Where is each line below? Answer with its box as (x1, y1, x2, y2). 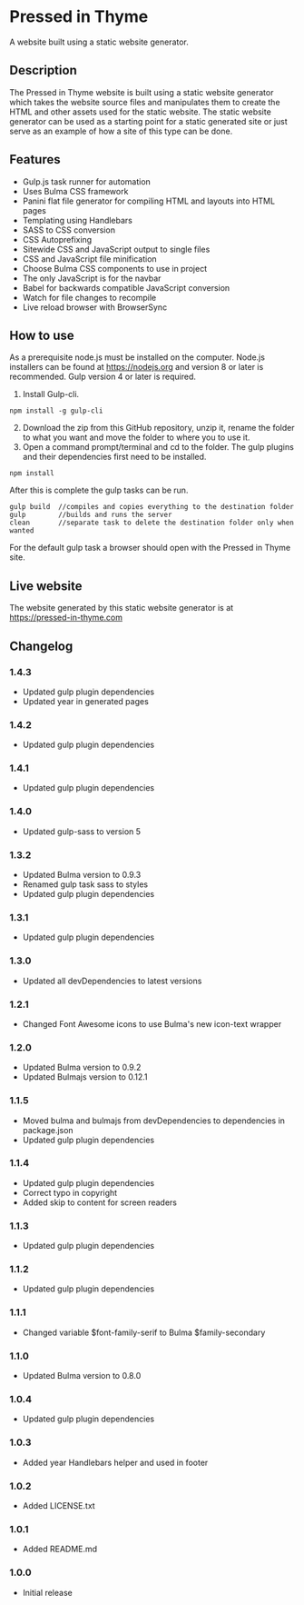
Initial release (22, 1587, 73, 1598)
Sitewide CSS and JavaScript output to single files (22, 244, 211, 254)
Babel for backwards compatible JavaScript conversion (22, 282, 230, 293)
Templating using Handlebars (22, 214, 133, 225)
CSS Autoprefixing (22, 234, 93, 244)
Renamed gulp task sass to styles (22, 879, 148, 890)
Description (9, 63, 77, 78)
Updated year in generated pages (22, 695, 150, 706)
